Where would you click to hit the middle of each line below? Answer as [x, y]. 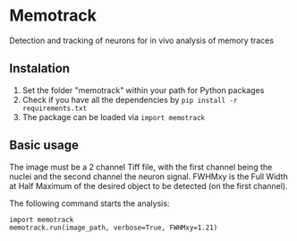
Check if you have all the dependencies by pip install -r [130, 99]
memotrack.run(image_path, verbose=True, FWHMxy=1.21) [114, 228]
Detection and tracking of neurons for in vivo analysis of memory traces [142, 40]
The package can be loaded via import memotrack [114, 116]
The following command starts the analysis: [89, 203]
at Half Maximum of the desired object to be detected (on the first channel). [148, 185]
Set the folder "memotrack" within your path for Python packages [143, 90]
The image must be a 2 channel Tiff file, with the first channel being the [141, 167]
